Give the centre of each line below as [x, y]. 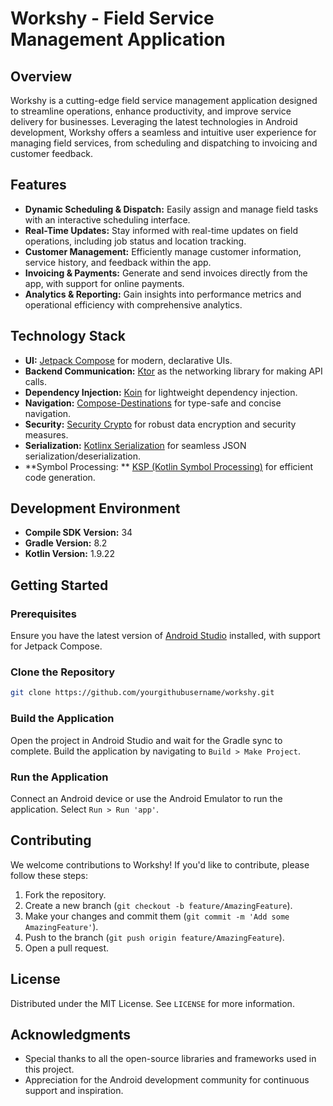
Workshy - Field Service [112, 18]
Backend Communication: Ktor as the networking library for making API [173, 371]
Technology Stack [68, 336]
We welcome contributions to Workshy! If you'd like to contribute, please [160, 864]
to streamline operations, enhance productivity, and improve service [151, 111]
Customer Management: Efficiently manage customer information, [163, 251]
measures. [46, 434]
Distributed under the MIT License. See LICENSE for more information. [152, 1003]
